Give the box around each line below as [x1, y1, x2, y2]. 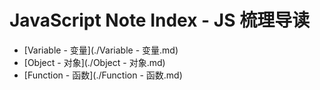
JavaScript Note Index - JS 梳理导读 [9, 9, 311, 32]
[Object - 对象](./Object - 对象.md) [23, 56, 166, 68]
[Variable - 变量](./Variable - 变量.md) [23, 44, 179, 56]
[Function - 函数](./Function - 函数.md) [23, 69, 183, 81]
